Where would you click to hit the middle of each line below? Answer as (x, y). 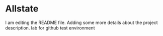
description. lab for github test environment (50, 27)
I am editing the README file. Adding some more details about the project (81, 22)
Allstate (22, 9)
